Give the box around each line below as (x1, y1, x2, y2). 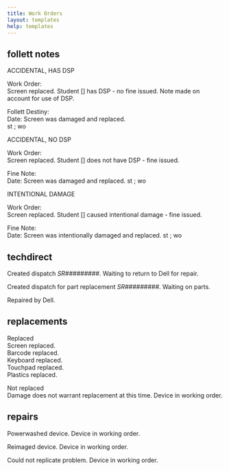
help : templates (7, 23, 53, 30)
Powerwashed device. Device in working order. (7, 429, 141, 437)
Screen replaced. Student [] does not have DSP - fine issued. (7, 156, 180, 165)
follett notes (7, 48, 60, 60)
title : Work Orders (7, 10, 63, 17)
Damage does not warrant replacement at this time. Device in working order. (7, 391, 223, 399)
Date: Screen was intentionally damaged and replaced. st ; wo (7, 231, 182, 240)
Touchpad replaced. (7, 363, 64, 371)
